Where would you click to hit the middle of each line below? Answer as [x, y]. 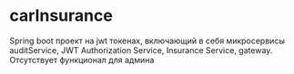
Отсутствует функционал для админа [82, 60]
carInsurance [61, 16]
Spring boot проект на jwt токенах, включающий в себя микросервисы [147, 41]
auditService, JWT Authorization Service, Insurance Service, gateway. [141, 50]
